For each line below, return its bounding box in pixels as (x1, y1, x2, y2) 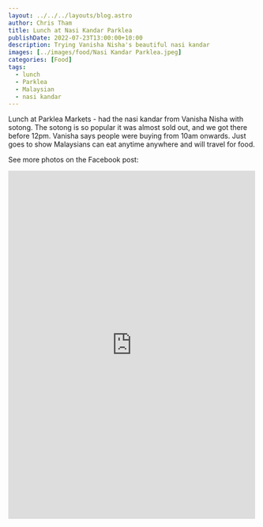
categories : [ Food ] (8, 56, 73, 64)
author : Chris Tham (8, 19, 73, 27)
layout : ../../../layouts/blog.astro (8, 11, 133, 20)
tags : (8, 63, 26, 71)
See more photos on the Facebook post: (8, 155, 139, 165)
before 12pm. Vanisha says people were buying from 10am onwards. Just (8, 132, 246, 141)
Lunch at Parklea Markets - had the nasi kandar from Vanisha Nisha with (8, 114, 243, 124)
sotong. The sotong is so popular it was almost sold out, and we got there (8, 123, 247, 132)
